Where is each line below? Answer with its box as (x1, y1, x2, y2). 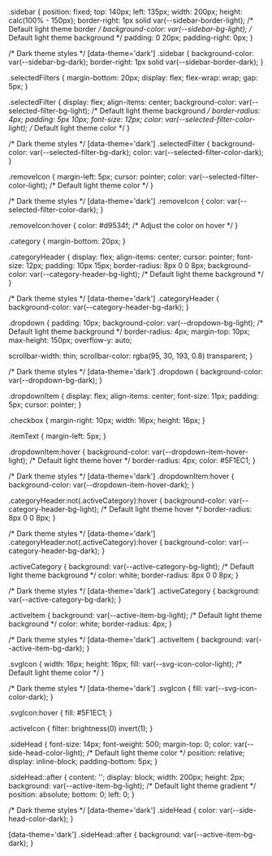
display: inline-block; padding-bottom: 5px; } (8, 757, 158, 766)
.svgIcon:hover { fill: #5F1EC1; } (8, 708, 113, 717)
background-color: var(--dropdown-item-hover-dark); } (8, 480, 195, 490)
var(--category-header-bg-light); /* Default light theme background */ (29, 270, 264, 279)
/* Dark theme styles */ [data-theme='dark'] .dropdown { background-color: (8, 367, 264, 376)
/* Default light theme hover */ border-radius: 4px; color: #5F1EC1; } (29, 456, 256, 465)
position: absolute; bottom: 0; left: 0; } (8, 789, 136, 799)
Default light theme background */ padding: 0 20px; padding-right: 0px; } (8, 32, 253, 42)
